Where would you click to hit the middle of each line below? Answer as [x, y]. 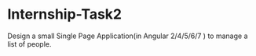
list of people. [29, 44]
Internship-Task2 [65, 14]
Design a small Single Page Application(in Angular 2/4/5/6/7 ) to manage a [128, 36]
